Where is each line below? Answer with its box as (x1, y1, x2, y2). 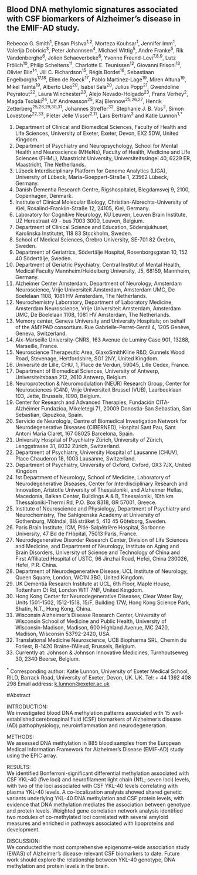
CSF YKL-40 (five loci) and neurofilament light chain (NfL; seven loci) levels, (6, 775, 191, 783)
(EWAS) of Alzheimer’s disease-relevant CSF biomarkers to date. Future (6, 850, 181, 857)
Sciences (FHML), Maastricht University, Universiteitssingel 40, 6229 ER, (15, 155, 192, 162)
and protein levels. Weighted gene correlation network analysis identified (6, 807, 184, 814)
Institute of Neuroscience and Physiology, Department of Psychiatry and (15, 505, 190, 512)
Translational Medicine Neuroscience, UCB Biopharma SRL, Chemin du (15, 637, 187, 644)
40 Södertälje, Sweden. (15, 255, 73, 262)
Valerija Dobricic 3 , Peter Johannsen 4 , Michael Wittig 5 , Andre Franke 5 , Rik (6, 46, 184, 54)
